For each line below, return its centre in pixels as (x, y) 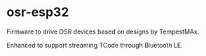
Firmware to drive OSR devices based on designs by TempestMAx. (103, 31)
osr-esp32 (38, 12)
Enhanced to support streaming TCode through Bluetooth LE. (95, 45)
